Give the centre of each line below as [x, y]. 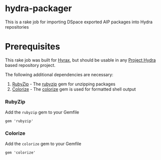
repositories [17, 27]
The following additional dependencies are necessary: [59, 74]
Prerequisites [33, 47]
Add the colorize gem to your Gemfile [43, 144]
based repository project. [30, 65]
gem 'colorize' [20, 153]
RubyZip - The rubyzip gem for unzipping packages [64, 84]
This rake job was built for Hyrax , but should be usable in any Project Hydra [80, 60]
